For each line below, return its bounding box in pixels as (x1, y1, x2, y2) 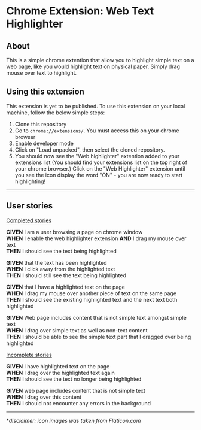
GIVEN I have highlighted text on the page (6, 362, 110, 370)
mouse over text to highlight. (6, 69, 77, 76)
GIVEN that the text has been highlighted (6, 259, 107, 266)
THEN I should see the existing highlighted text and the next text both (6, 296, 178, 303)
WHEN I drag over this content (6, 393, 82, 401)
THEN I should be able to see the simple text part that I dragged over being (6, 333, 191, 340)
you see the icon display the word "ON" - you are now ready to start (14, 171, 183, 178)
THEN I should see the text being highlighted (6, 247, 117, 255)
